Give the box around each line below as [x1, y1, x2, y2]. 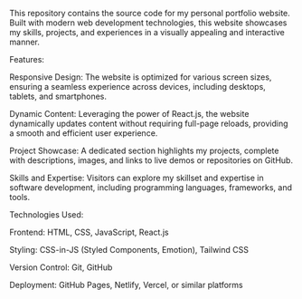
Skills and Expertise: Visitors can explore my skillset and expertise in [9, 172, 264, 183]
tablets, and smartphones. [9, 91, 107, 101]
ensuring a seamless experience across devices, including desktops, [9, 82, 267, 92]
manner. [9, 36, 41, 47]
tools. [9, 192, 31, 202]
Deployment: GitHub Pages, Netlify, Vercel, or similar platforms [9, 280, 243, 290]
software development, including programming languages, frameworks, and [9, 182, 292, 193]
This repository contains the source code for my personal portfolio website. [9, 8, 291, 18]
